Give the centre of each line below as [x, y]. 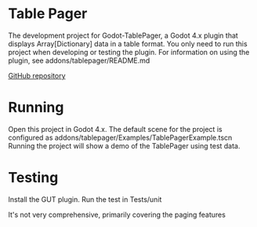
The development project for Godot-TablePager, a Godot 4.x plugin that [123, 35]
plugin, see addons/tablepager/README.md [79, 60]
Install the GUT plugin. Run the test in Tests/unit [85, 199]
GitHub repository [37, 75]
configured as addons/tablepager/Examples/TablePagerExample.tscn [120, 137]
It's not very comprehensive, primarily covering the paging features [117, 214]
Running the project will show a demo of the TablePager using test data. [124, 145]
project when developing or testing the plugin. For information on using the [129, 52]
